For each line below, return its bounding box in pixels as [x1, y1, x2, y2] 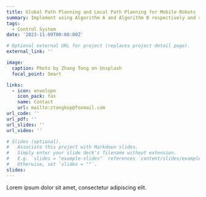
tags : [6, 20, 20, 26]
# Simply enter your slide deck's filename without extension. [6, 150, 177, 156]
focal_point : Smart [12, 71, 62, 77]
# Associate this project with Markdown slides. [6, 144, 139, 151]
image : [6, 59, 23, 65]
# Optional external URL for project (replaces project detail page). [6, 43, 191, 49]
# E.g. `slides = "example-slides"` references [6, 155, 136, 162]
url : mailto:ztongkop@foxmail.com [17, 105, 105, 111]
